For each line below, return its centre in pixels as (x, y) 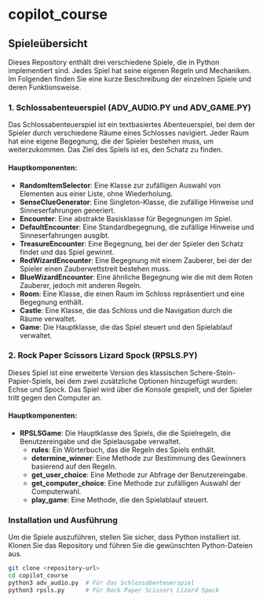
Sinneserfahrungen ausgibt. (64, 235)
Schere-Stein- (212, 372)
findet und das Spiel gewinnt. (67, 252)
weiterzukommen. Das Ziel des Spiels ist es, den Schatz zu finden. (116, 150)
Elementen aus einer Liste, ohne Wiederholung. (96, 193)
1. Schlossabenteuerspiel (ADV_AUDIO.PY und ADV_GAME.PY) (130, 108)
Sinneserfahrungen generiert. (68, 210)
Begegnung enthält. (51, 302)
